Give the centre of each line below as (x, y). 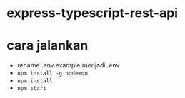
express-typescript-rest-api (92, 13)
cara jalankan (47, 46)
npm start (32, 89)
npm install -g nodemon (52, 73)
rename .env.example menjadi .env (68, 65)
